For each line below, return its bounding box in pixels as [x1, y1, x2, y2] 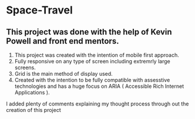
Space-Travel [6, 4, 73, 17]
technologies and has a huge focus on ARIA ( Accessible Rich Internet [14, 83, 184, 90]
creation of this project [6, 107, 61, 113]
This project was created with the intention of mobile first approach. [14, 52, 179, 59]
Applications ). [14, 89, 50, 96]
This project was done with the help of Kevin [6, 27, 172, 37]
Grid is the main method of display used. [14, 70, 113, 77]
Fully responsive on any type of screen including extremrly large [14, 58, 170, 64]
